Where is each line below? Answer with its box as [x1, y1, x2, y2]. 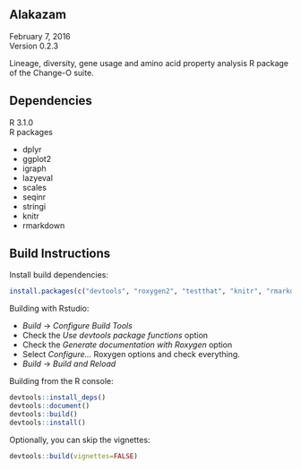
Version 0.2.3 [9, 40, 59, 51]
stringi [21, 201, 47, 211]
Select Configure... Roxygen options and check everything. [21, 349, 240, 360]
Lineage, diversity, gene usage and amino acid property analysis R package [9, 57, 289, 68]
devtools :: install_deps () [9, 393, 106, 402]
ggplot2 [21, 153, 52, 164]
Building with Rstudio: [9, 303, 90, 314]
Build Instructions [9, 246, 111, 261]
